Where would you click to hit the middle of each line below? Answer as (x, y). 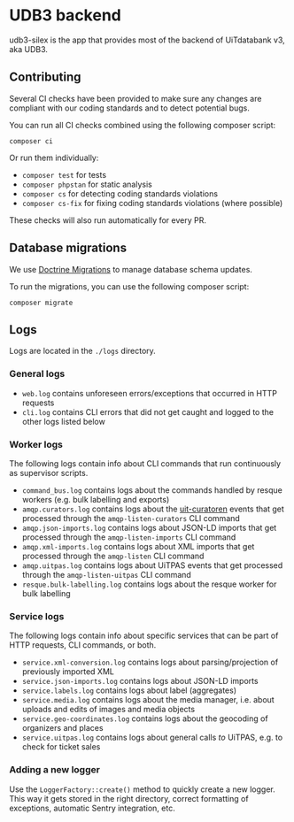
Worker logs (36, 444)
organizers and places (62, 728)
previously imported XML (68, 672)
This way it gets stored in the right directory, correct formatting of (129, 798)
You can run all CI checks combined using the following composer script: (143, 125)
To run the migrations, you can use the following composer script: (129, 286)
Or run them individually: (54, 157)
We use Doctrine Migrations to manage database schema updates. (131, 269)
